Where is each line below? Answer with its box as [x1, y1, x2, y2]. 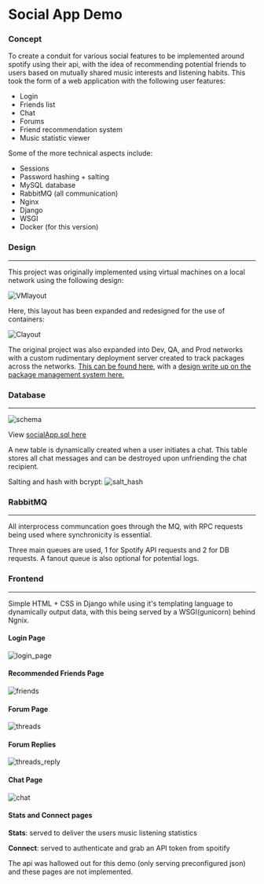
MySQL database [19, 181, 76, 190]
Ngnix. [8, 615, 30, 625]
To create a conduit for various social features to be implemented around [8, 51, 245, 61]
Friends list [19, 100, 56, 109]
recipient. [8, 462, 39, 471]
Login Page [8, 633, 46, 643]
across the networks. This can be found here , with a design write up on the [8, 361, 251, 371]
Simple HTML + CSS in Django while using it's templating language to [8, 599, 233, 608]
